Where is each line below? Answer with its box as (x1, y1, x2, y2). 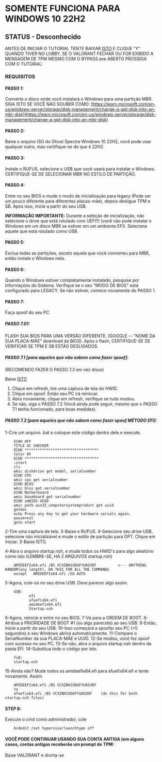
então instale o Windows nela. (5, 255, 65, 261)
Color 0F (14, 452, 32, 457)
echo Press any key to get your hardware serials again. (14, 511, 131, 516)
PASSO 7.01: (5, 321, 30, 327)
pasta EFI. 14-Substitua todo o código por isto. (5, 646, 98, 652)
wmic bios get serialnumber (14, 486, 70, 491)
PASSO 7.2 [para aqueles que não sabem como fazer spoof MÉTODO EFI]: (5, 417, 157, 423)
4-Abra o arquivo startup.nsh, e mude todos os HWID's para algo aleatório (5, 548, 154, 554)
